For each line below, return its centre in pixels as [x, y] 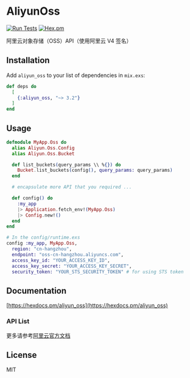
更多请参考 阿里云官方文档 [38, 335]
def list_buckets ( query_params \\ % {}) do [66, 165]
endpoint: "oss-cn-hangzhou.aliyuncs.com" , [68, 254]
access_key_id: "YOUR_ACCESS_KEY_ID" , [61, 260]
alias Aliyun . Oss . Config [43, 148]
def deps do [21, 86]
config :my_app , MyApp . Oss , [42, 243]
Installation [28, 60]
